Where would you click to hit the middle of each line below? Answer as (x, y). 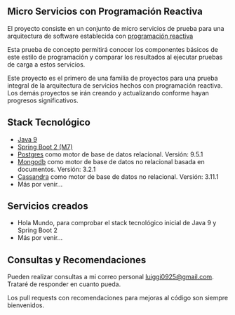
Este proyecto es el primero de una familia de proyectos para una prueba (113, 78)
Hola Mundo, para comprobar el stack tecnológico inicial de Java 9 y (117, 223)
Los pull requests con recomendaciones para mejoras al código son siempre (118, 298)
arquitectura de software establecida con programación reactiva (100, 36)
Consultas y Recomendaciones (77, 260)
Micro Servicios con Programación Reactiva (105, 12)
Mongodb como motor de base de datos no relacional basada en (111, 161)
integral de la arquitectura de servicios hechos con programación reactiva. (115, 85)
